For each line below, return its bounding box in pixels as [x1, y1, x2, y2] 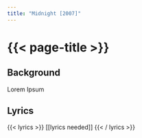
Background [7, 67, 60, 79]
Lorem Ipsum [7, 85, 45, 93]
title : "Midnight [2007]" [7, 10, 81, 17]
